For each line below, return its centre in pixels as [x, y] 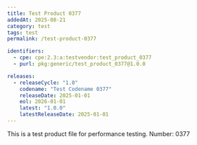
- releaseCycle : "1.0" [46, 83]
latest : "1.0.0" [43, 108]
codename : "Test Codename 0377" [66, 89]
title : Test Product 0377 [44, 13]
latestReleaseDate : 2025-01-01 [64, 115]
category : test [29, 26]
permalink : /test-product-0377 [52, 39]
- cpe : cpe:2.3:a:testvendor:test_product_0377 [83, 58]
